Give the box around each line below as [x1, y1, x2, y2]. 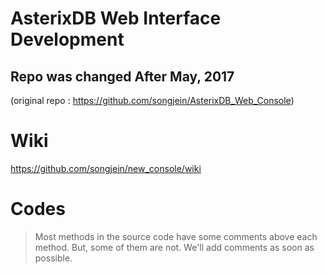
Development [10, 28, 125, 51]
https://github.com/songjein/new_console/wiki [10, 162, 202, 174]
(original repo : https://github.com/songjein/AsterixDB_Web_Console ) [10, 95, 295, 106]
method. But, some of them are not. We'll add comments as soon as [34, 241, 315, 253]
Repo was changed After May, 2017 [10, 68, 235, 85]
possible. [34, 252, 73, 264]
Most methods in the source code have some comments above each [34, 230, 318, 242]
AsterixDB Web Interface [10, 7, 222, 30]
